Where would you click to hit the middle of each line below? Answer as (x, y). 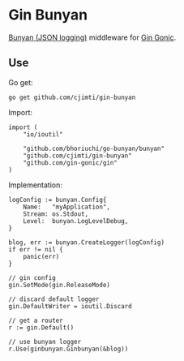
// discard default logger (54, 299)
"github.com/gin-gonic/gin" (70, 163)
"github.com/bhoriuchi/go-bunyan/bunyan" (94, 148)
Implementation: (36, 185)
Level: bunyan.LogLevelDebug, (76, 221)
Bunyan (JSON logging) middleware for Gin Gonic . (92, 37)
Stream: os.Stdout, (56, 214)
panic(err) (41, 256)
